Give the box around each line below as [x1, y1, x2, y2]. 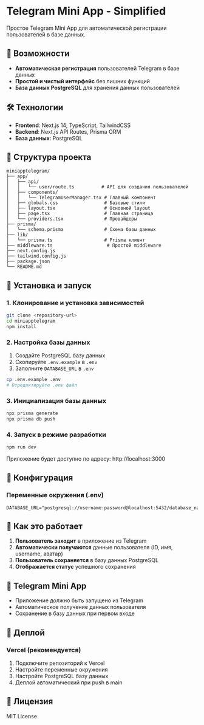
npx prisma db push [6, 416, 56, 422]
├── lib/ [6, 232, 29, 238]
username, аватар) [15, 550, 64, 557]
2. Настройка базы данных [6, 338, 90, 346]
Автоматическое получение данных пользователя [15, 603, 146, 611]
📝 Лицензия [6, 696, 53, 707]
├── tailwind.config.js [6, 253, 67, 259]
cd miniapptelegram [6, 318, 56, 324]
